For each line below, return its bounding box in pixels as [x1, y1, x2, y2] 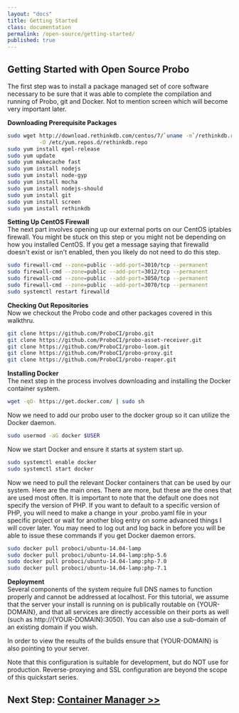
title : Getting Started [7, 17, 78, 24]
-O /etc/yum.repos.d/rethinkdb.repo [38, 139, 148, 146]
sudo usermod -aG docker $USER [7, 432, 100, 439]
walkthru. [7, 316, 35, 324]
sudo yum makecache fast [7, 159, 81, 166]
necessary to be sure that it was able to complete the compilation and [7, 90, 212, 98]
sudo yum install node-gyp [7, 172, 87, 179]
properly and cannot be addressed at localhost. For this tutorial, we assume [7, 593, 229, 601]
